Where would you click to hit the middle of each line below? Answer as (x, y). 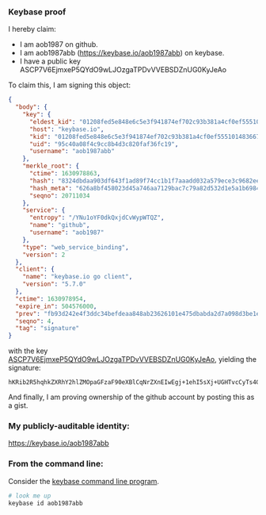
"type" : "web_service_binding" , (76, 247)
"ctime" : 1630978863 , (65, 174)
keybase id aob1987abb (46, 503)
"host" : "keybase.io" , (66, 129)
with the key (28, 351)
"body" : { (31, 107)
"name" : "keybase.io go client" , (78, 277)
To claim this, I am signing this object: (70, 85)
